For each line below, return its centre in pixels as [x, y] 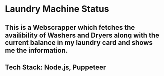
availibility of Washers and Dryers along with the [82, 35]
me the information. [37, 50]
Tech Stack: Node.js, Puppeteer [56, 67]
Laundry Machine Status [57, 9]
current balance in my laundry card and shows [79, 43]
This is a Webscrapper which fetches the [70, 27]
